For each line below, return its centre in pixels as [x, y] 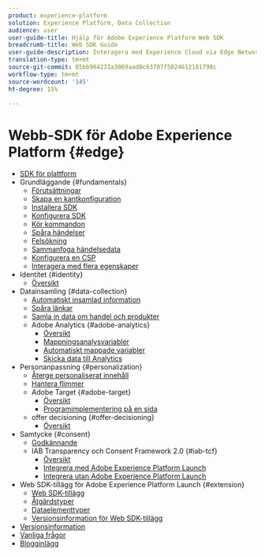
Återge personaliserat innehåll [80, 376]
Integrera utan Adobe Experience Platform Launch [125, 476]
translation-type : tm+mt [49, 60]
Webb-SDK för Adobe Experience [120, 135]
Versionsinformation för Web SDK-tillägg [97, 518]
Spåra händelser [58, 233]
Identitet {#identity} [51, 274]
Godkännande [54, 443]
